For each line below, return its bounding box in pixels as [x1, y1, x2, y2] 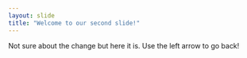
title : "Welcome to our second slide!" [8, 19, 141, 27]
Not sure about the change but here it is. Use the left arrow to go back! [8, 41, 240, 50]
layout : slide [8, 11, 56, 20]
